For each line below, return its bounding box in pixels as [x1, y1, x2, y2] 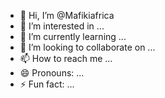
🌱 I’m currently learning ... [19, 31, 127, 42]
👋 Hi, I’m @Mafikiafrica [19, 10, 115, 21]
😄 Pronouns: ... [19, 67, 85, 79]
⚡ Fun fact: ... [19, 78, 75, 90]
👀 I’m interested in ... [19, 20, 105, 32]
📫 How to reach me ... [19, 53, 113, 64]
